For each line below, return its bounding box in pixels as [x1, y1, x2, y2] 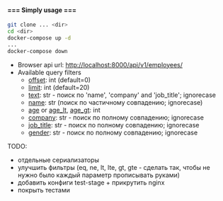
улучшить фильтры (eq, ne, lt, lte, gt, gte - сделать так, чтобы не [17, 163, 210, 171]
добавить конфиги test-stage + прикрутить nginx [17, 178, 165, 187]
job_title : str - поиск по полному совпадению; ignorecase [28, 120, 200, 129]
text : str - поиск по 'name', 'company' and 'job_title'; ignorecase [28, 91, 216, 99]
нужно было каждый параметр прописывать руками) [17, 171, 181, 179]
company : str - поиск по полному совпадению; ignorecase [28, 113, 204, 122]
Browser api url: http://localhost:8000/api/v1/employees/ [17, 60, 183, 69]
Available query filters [17, 68, 81, 76]
